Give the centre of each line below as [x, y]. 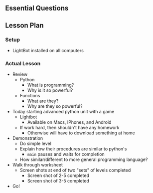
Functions [30, 96]
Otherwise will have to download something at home [81, 133]
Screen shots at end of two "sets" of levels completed [75, 170]
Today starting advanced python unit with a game [63, 112]
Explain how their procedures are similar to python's [73, 149]
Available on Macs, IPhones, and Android [69, 122]
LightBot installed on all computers [48, 51]
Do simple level [35, 144]
